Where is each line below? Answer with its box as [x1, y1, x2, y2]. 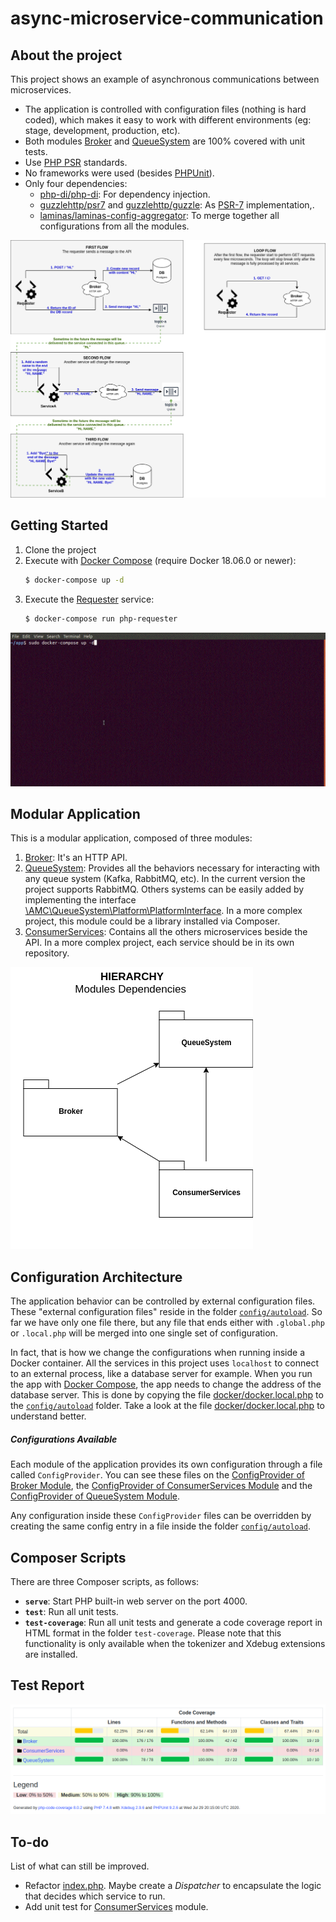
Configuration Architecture [10, 1268, 183, 1286]
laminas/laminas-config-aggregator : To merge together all [39, 210, 280, 221]
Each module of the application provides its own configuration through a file [10, 1458, 323, 1471]
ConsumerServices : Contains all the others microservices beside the [24, 926, 308, 938]
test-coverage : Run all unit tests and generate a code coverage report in [24, 1617, 323, 1629]
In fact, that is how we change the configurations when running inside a [10, 1347, 306, 1359]
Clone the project [24, 543, 97, 556]
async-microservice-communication [10, 7, 324, 30]
